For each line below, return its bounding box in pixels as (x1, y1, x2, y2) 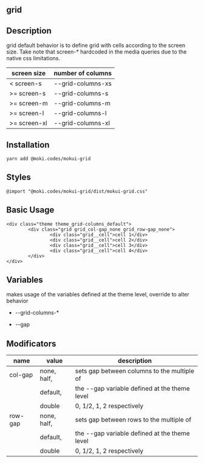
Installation (6, 139, 50, 150)
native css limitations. (6, 55, 61, 62)
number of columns (53, 69, 112, 78)
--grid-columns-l (53, 109, 107, 117)
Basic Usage (6, 205, 55, 215)
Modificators (6, 338, 56, 349)
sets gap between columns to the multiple (75, 367, 194, 375)
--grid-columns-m (53, 99, 111, 108)
